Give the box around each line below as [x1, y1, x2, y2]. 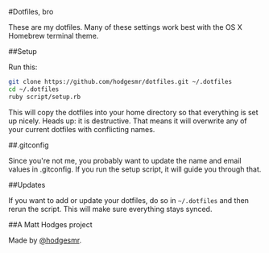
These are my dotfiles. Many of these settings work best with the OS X [8, 23, 243, 31]
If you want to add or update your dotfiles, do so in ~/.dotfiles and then [8, 195, 250, 205]
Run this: [8, 62, 38, 72]
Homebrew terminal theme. [8, 31, 99, 40]
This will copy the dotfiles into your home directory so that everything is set [8, 107, 259, 117]
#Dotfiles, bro [8, 7, 54, 16]
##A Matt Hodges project [8, 219, 93, 229]
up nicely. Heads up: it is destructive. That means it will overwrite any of [8, 116, 247, 126]
